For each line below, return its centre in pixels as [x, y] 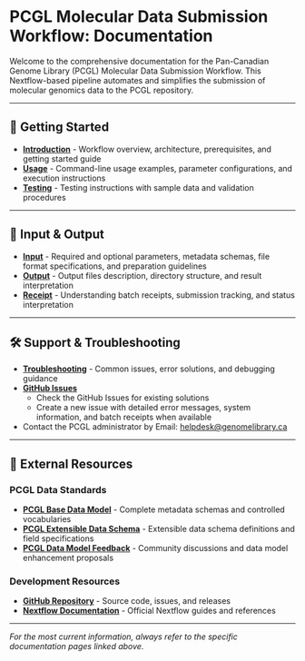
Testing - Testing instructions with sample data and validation [138, 187]
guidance [40, 379]
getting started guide [62, 158]
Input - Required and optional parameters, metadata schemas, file [146, 256]
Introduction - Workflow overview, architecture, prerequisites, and [147, 149]
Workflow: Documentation [111, 36]
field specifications [58, 538]
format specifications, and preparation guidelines [114, 266]
